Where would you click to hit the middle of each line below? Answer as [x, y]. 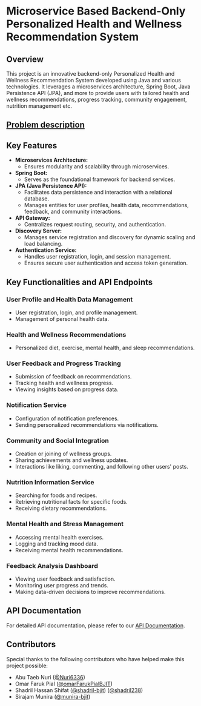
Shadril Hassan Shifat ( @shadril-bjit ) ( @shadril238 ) [79, 690]
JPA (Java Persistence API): [51, 186]
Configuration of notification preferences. [67, 418]
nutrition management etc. [39, 106]
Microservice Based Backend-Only [96, 11]
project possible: [27, 665]
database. [37, 199]
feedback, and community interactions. [73, 212]
